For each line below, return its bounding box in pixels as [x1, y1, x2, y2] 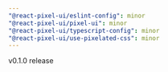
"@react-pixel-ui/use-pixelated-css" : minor [8, 34, 160, 42]
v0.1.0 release [8, 56, 54, 66]
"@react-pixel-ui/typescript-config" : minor [8, 26, 160, 34]
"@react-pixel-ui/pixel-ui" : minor [8, 19, 128, 27]
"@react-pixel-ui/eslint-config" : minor [8, 11, 146, 20]
